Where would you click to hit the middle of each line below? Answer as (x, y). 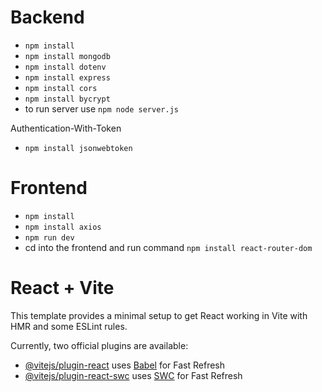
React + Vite (62, 288)
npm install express (67, 77)
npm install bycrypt (67, 99)
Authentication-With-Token (66, 128)
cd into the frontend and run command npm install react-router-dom (168, 247)
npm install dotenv (65, 67)
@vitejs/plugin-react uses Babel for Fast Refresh (125, 365)
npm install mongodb (67, 56)
